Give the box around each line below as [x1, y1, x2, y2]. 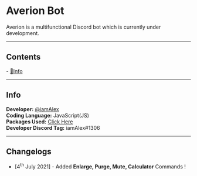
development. [6, 29, 39, 36]
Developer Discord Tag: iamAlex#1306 [6, 124, 100, 131]
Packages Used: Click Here [6, 118, 73, 125]
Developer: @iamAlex [6, 105, 60, 112]
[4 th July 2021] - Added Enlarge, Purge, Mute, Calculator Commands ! [14, 162, 186, 170]
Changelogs [6, 146, 52, 156]
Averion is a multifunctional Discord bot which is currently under [6, 23, 161, 30]
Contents [6, 52, 41, 62]
